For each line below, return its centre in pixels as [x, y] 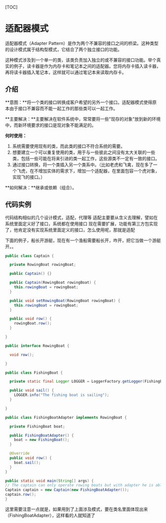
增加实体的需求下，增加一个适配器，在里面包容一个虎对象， [99, 171]
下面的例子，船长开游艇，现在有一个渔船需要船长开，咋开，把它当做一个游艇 [83, 240]
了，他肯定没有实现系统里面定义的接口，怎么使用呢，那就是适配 [70, 230]
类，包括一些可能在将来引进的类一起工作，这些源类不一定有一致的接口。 [86, 158]
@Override [20, 454]
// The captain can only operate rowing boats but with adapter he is [79, 485]
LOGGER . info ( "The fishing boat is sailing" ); [62, 395]
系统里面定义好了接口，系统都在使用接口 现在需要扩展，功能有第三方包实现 [82, 223]
